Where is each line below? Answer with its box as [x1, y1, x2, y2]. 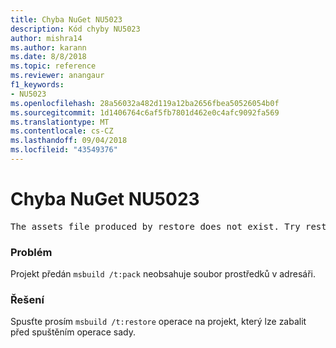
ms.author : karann [10, 42, 87, 53]
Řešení [10, 293, 45, 307]
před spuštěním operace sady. [10, 326, 136, 338]
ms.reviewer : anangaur [10, 71, 105, 81]
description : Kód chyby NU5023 [10, 24, 141, 34]
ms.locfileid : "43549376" [10, 145, 118, 155]
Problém [10, 245, 53, 259]
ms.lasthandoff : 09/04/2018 [10, 136, 128, 146]
